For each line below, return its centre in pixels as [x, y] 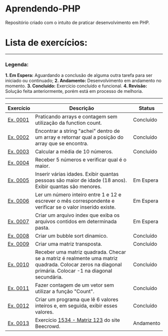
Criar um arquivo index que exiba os [77, 215]
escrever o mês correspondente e [75, 201]
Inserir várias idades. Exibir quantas [77, 174]
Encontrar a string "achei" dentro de [77, 131]
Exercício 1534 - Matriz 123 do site [77, 320]
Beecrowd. [47, 327]
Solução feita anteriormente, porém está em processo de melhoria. [74, 91]
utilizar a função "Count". [65, 292]
